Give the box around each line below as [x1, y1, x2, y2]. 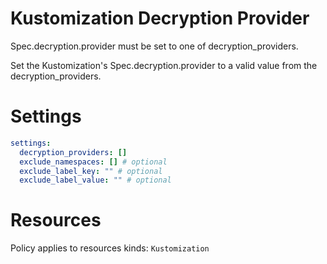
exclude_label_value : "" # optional [19, 175, 172, 186]
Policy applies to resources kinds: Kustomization [10, 242, 210, 254]
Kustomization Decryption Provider [10, 7, 310, 30]
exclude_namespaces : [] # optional [19, 157, 168, 167]
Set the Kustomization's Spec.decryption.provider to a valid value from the [10, 59, 318, 71]
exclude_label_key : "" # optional [19, 166, 163, 176]
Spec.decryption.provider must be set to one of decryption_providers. [10, 40, 299, 52]
